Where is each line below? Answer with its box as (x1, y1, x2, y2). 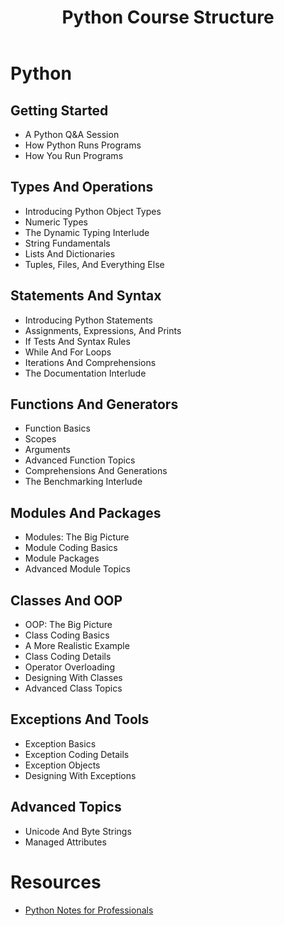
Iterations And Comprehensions (24, 356, 157, 368)
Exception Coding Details (24, 748, 130, 760)
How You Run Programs (24, 150, 124, 161)
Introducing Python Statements (24, 314, 153, 326)
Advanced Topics (10, 799, 122, 816)
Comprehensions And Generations (24, 465, 168, 477)
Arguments (24, 444, 71, 456)
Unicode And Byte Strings (24, 825, 132, 837)
